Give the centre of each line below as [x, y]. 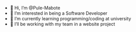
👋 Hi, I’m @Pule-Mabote [35, 8]
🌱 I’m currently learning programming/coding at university [71, 19]
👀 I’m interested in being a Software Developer [59, 13]
